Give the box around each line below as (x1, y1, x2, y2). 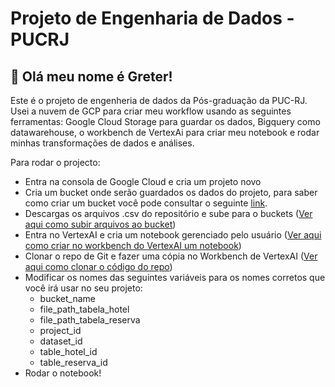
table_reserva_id (39, 357, 108, 368)
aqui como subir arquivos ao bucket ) (24, 218, 177, 230)
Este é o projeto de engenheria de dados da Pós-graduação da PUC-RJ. (10, 95, 308, 106)
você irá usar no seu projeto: (24, 282, 143, 294)
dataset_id (39, 335, 83, 347)
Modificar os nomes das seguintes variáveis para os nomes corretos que (24, 272, 326, 283)
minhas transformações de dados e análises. (10, 137, 195, 149)
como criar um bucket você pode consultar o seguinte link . (24, 197, 268, 209)
